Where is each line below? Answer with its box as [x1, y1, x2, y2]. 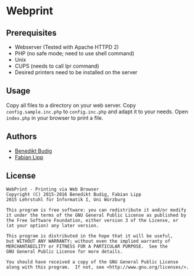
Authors [6, 132, 37, 142]
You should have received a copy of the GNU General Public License [6, 259, 179, 265]
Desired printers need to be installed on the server [14, 69, 138, 75]
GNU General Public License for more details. [6, 249, 123, 255]
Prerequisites [6, 28, 57, 38]
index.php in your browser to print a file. [6, 114, 104, 121]
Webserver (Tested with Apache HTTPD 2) [14, 43, 119, 50]
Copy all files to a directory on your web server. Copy [6, 101, 136, 109]
